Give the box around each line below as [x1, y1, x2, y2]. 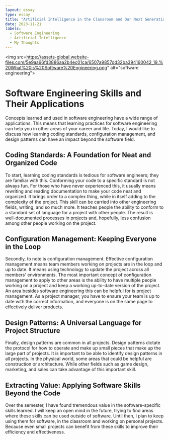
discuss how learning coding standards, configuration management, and [5, 131, 156, 137]
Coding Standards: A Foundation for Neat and [5, 151, 151, 159]
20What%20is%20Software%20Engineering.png [5, 64, 107, 70]
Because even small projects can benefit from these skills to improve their [5, 423, 158, 429]
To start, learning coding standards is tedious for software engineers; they [5, 172, 159, 178]
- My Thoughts [10, 40, 39, 45]
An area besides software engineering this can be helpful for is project [5, 288, 151, 294]
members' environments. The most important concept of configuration [5, 272, 152, 278]
